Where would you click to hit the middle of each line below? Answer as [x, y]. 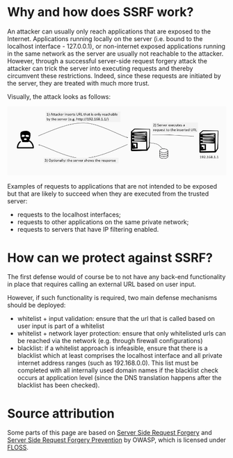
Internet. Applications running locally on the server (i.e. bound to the [105, 38]
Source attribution [61, 413]
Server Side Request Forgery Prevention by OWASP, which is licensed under [116, 440]
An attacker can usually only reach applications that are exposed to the [109, 31]
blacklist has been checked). [58, 385]
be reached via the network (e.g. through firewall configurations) [110, 341]
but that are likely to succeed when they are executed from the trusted [108, 194]
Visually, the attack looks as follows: [59, 96]
